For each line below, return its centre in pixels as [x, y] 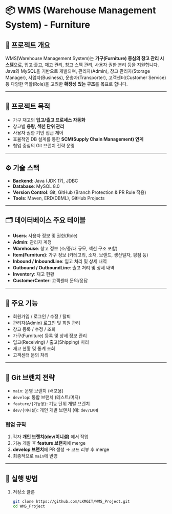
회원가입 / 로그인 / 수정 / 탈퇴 [42, 317]
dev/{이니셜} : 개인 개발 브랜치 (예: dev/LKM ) [56, 410]
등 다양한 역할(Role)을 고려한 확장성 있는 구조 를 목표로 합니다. [67, 84]
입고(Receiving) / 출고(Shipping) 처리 [51, 342]
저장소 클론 [24, 492]
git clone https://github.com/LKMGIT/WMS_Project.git [71, 502]
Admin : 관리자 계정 [32, 242]
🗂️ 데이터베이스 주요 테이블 [46, 220]
